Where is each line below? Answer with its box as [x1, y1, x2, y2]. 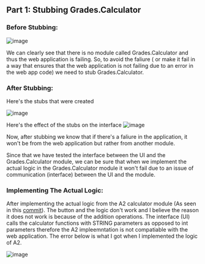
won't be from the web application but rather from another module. [6, 139, 176, 147]
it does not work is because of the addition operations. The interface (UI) [6, 213, 190, 221]
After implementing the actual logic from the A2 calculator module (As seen [6, 200, 196, 207]
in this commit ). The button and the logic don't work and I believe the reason [6, 207, 199, 214]
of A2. [6, 239, 22, 246]
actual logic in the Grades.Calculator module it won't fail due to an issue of [6, 164, 194, 172]
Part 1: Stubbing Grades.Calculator [6, 5, 141, 15]
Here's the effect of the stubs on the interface [6, 121, 122, 128]
